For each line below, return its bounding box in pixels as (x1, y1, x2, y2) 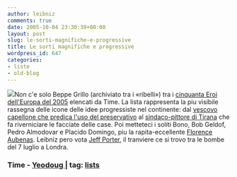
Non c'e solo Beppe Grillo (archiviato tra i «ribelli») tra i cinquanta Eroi (14, 90, 218, 98)
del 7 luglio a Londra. (7, 142, 69, 151)
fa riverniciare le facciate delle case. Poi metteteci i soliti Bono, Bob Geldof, (7, 120, 226, 128)
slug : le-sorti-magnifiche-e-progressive (7, 37, 132, 44)
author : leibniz (7, 10, 55, 18)
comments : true (7, 17, 52, 24)
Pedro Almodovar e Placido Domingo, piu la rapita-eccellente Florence (7, 127, 213, 136)
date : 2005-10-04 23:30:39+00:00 (7, 23, 106, 30)
